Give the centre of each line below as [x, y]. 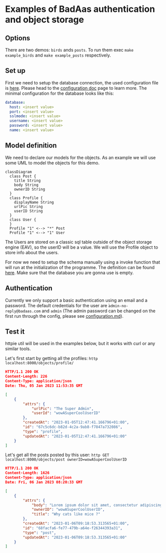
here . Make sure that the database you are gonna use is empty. [69, 273]
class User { [23, 219]
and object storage [44, 20]
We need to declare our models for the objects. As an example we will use [81, 157]
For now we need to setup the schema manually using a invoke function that [83, 262]
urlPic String [28, 207]
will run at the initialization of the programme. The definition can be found [80, 267]
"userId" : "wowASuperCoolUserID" [66, 413]
